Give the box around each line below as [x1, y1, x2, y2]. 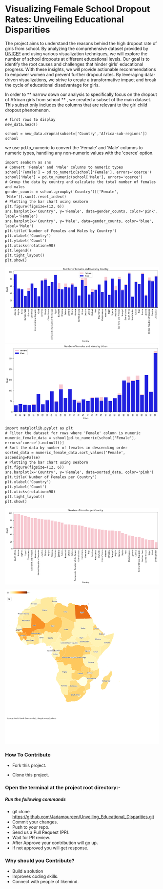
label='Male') [5, 224, 34, 228]
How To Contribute [5, 751, 51, 758]
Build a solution [12, 868, 43, 874]
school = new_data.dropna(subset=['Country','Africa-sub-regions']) [5, 131, 147, 136]
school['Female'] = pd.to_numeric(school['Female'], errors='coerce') [5, 170, 152, 175]
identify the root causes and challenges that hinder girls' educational [5, 61, 143, 67]
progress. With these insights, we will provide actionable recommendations [5, 66, 156, 72]
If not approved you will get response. [12, 845, 89, 851]
